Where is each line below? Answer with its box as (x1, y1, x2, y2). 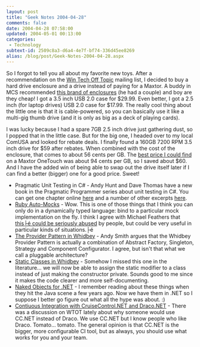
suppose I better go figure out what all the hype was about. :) (14, 296, 165, 303)
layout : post (6, 8, 39, 15)
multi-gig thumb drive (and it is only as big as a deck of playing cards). (6, 114, 180, 121)
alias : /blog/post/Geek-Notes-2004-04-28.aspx (6, 53, 124, 59)
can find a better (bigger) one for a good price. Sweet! (6, 170, 140, 177)
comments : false (6, 20, 47, 26)
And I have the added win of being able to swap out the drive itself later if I (6, 164, 190, 171)
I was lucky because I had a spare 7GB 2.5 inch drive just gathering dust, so (6, 125, 193, 133)
